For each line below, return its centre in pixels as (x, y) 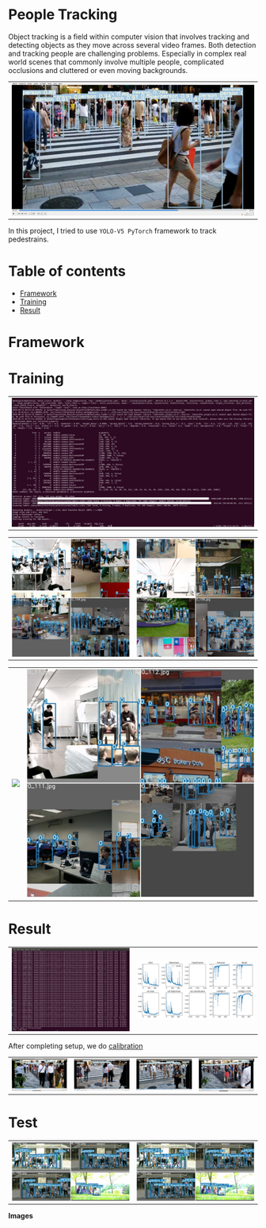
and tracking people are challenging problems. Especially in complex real (127, 53)
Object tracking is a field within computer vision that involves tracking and (129, 37)
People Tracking (63, 15)
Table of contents (67, 271)
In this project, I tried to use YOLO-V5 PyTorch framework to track (112, 230)
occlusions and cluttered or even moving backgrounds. (98, 70)
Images (21, 1216)
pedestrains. (28, 239)
